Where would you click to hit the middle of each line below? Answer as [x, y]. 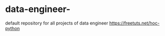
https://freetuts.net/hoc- [134, 23]
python [13, 28]
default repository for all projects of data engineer [57, 23]
